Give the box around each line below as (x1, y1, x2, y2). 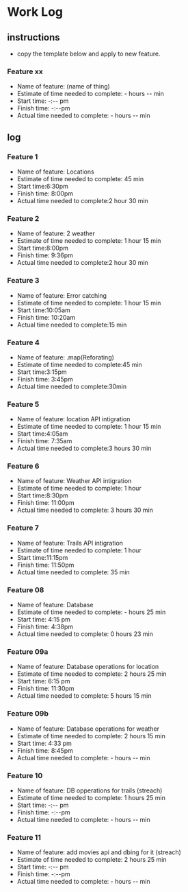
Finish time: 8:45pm (16, 746, 73, 755)
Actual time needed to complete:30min (16, 382, 127, 390)
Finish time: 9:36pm (16, 251, 73, 259)
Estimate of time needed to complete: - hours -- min (16, 90, 164, 98)
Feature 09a (7, 646, 49, 656)
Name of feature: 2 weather (16, 229, 96, 237)
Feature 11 (7, 832, 41, 842)
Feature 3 (7, 276, 40, 285)
